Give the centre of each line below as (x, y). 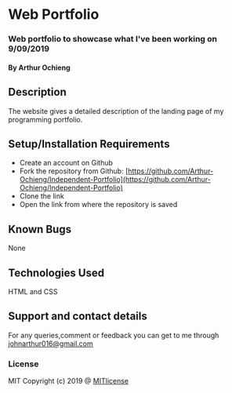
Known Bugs (40, 229)
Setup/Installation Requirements (89, 144)
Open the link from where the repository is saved (98, 205)
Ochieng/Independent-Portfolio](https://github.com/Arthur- (115, 180)
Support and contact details (78, 317)
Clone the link (42, 196)
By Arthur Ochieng (39, 67)
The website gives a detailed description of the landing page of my (116, 111)
